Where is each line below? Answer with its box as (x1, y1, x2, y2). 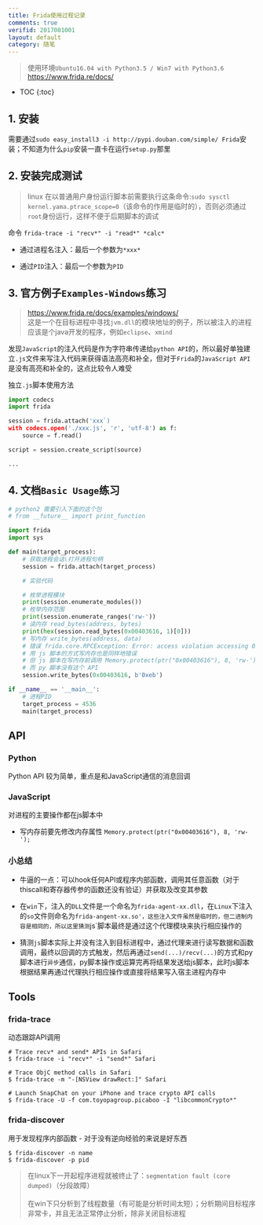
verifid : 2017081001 (8, 26, 76, 34)
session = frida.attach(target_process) (22, 562, 156, 570)
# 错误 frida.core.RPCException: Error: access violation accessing (22, 642, 249, 650)
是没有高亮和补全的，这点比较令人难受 (8, 363, 132, 373)
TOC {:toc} (19, 87, 55, 97)
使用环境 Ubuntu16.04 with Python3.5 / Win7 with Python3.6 (27, 64, 225, 73)
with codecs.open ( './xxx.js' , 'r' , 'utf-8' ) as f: (8, 425, 177, 433)
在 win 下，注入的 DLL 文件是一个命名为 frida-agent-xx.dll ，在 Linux (19, 901, 232, 911)
